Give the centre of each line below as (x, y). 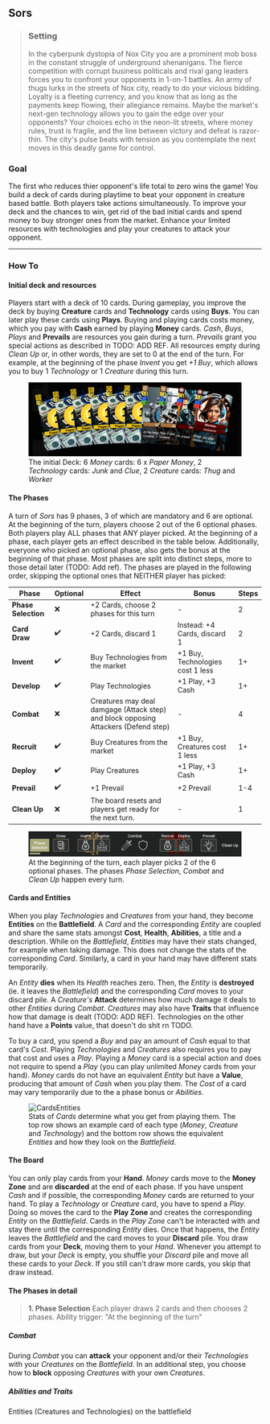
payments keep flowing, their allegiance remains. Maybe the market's (143, 105)
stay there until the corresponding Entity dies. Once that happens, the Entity (134, 1229)
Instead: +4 (196, 625)
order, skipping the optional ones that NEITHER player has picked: (117, 575)
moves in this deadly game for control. (92, 147)
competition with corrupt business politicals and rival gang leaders (138, 71)
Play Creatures (115, 771)
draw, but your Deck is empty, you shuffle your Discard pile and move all (129, 1255)
